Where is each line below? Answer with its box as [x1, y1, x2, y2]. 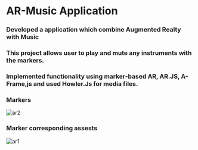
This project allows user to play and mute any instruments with [6, 49, 192, 57]
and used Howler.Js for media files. [33, 79, 138, 87]
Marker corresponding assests [6, 124, 98, 132]
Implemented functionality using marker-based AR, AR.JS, [6, 72, 180, 80]
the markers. [6, 57, 45, 65]
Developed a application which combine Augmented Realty [6, 26, 181, 34]
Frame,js [6, 79, 32, 87]
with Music [6, 33, 39, 41]
